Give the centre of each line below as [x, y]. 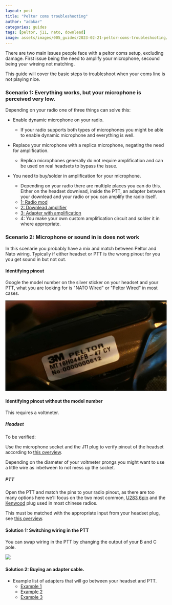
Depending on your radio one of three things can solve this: [68, 110]
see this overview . [24, 518]
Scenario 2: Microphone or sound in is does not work [72, 237]
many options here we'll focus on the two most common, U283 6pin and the [85, 498]
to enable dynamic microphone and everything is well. [77, 135]
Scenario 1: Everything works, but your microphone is [73, 92]
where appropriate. [40, 224]
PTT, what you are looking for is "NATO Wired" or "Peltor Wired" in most [81, 288]
